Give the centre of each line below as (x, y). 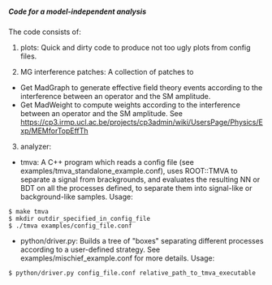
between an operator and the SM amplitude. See (101, 113)
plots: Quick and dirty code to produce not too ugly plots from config (135, 47)
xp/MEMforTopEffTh (54, 131)
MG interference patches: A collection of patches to (107, 71)
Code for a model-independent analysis (78, 11)
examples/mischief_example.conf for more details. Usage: (117, 258)
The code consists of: (45, 32)
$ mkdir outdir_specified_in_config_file (80, 218)
